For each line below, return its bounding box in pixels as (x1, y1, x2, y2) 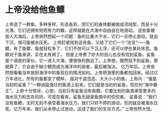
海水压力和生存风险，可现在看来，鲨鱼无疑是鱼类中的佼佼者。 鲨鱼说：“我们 (5, 94, 157, 100)
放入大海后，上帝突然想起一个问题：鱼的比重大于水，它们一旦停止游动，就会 (5, 33, 158, 39)
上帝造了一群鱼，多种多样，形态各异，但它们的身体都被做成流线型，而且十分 (5, 21, 158, 27)
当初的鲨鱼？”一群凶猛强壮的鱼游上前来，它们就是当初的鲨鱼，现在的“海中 (5, 82, 154, 87)
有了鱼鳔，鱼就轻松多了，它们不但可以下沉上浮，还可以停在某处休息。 (13, 45, 154, 51)
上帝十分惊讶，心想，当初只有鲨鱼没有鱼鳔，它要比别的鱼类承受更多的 (15, 87, 156, 93)
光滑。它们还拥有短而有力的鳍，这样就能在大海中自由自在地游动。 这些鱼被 (5, 27, 155, 33)
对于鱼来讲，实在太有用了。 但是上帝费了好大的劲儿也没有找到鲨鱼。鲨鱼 (9, 51, 155, 57)
